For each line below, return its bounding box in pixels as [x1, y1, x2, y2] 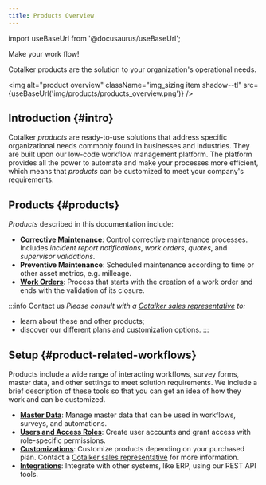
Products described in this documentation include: [8, 219, 174, 229]
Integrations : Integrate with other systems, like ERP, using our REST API [19, 461, 256, 471]
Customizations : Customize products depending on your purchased [19, 444, 245, 454]
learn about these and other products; [19, 317, 145, 326]
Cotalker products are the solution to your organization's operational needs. [8, 65, 257, 74]
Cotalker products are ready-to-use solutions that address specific [8, 132, 228, 142]
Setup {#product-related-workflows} [8, 348, 197, 361]
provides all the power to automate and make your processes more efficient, [8, 158, 259, 168]
